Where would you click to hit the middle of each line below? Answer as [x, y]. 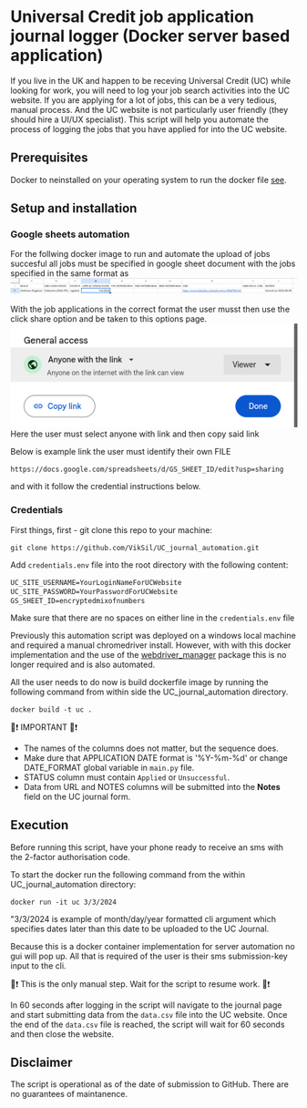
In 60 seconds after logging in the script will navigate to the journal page [146, 1005]
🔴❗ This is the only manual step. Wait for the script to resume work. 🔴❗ [140, 984]
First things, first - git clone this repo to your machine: [112, 529]
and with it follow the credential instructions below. [106, 487]
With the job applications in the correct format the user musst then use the [150, 309]
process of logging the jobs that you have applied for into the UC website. [149, 128]
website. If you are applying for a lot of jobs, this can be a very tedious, [143, 100]
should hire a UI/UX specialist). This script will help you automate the [140, 119]
